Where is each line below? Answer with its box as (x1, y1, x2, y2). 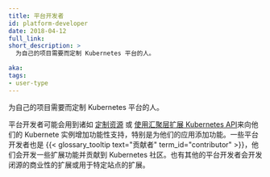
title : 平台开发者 (8, 11, 64, 20)
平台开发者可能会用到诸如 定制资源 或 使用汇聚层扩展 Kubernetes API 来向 (8, 119, 251, 129)
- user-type (8, 78, 48, 87)
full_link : (8, 34, 45, 43)
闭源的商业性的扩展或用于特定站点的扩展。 (8, 159, 150, 170)
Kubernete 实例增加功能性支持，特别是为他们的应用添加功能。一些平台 (23, 129, 260, 139)
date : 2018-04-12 (8, 27, 67, 35)
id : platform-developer (8, 19, 89, 27)
